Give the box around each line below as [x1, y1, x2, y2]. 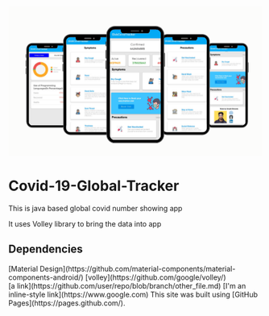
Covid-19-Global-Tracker [8, 177, 180, 195]
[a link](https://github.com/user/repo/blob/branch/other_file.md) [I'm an [8, 281, 246, 290]
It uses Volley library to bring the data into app [8, 218, 162, 228]
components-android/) [8, 272, 84, 282]
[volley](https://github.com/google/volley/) [85, 272, 227, 282]
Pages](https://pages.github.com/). [8, 297, 126, 308]
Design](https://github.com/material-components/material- [39, 264, 236, 273]
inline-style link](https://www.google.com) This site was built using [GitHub [8, 289, 259, 299]
